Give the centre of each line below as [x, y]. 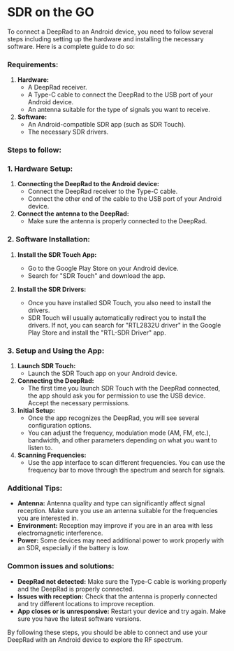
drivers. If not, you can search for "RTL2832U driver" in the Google [124, 325]
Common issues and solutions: [61, 566]
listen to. [40, 448]
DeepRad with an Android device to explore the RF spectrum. [95, 639]
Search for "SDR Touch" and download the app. [96, 275]
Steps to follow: [34, 150]
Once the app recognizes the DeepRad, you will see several [114, 418]
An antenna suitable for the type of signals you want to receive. [119, 110]
